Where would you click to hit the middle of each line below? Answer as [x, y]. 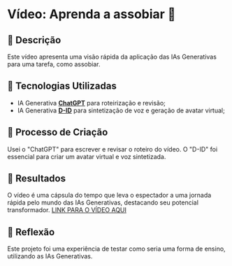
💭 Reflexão [31, 232]
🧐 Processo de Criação [58, 132]
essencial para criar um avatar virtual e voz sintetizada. [87, 156]
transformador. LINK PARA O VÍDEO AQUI [67, 210]
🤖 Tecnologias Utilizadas [62, 86]
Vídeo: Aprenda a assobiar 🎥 [92, 14]
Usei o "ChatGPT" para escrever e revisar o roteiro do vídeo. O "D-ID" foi [113, 149]
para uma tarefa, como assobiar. [54, 64]
